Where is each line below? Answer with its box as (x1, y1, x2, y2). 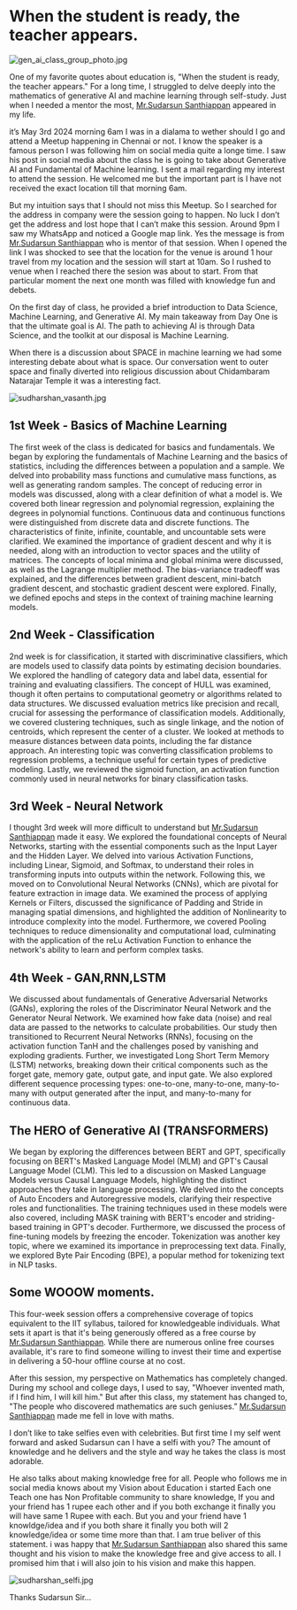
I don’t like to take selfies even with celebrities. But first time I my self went (9, 1428, 281, 1438)
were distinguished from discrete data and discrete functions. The (9, 516, 250, 528)
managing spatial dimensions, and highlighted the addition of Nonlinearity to (9, 907, 287, 917)
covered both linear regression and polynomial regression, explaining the (9, 498, 275, 508)
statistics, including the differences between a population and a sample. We (9, 461, 286, 471)
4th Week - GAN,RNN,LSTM (9, 970, 166, 985)
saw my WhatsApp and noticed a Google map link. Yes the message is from (9, 228, 285, 238)
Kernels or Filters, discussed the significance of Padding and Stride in (9, 897, 263, 909)
